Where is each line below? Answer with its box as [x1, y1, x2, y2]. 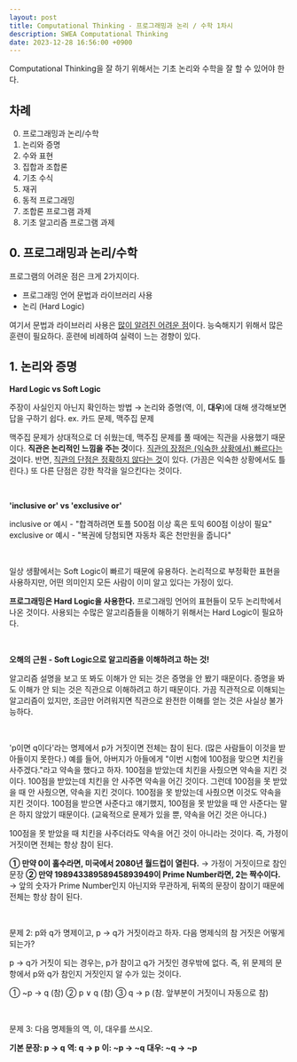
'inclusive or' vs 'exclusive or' [9, 499, 122, 511]
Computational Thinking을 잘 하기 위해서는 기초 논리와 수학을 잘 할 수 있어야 [9, 63, 276, 74]
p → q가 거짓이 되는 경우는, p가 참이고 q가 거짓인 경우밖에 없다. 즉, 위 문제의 [9, 957, 273, 968]
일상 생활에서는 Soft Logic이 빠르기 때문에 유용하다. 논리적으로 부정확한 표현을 [9, 565, 281, 576]
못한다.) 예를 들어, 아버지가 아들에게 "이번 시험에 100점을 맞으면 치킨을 [39, 753, 284, 764]
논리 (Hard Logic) [21, 300, 85, 311]
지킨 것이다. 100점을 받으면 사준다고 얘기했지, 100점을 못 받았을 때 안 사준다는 [9, 797, 278, 809]
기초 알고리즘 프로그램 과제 [21, 217, 115, 228]
